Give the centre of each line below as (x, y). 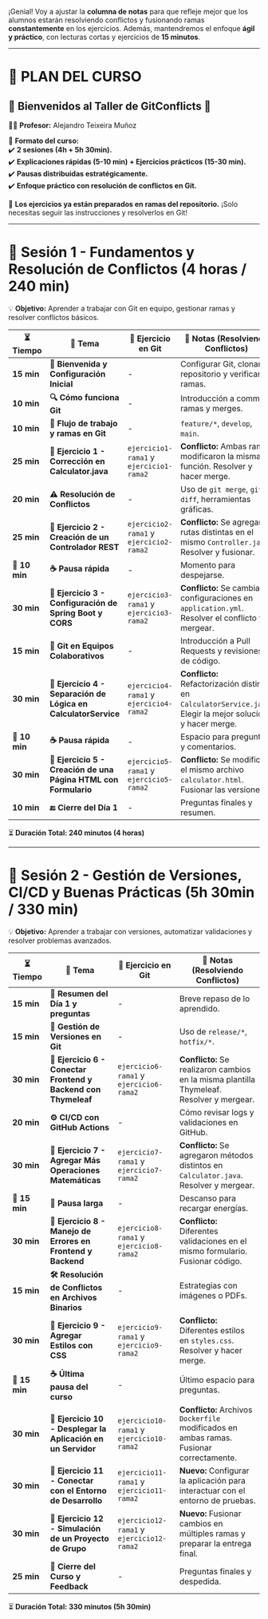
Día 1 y (63, 1003)
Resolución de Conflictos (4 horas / (128, 269)
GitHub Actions (80, 1127)
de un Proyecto (79, 1538)
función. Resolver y (217, 466)
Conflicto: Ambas (214, 446)
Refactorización (210, 683)
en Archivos (73, 1297)
